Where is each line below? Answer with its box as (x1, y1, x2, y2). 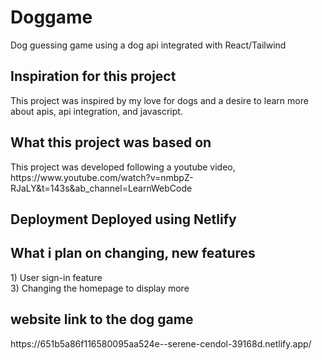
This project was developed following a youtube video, (10, 161, 236, 173)
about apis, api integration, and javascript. (10, 105, 183, 117)
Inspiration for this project (10, 68, 177, 85)
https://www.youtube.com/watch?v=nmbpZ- (10, 171, 194, 183)
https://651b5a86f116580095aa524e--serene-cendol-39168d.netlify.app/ (10, 337, 312, 350)
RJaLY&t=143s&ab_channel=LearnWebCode (10, 182, 193, 194)
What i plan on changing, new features (10, 245, 256, 262)
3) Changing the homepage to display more (10, 282, 190, 294)
